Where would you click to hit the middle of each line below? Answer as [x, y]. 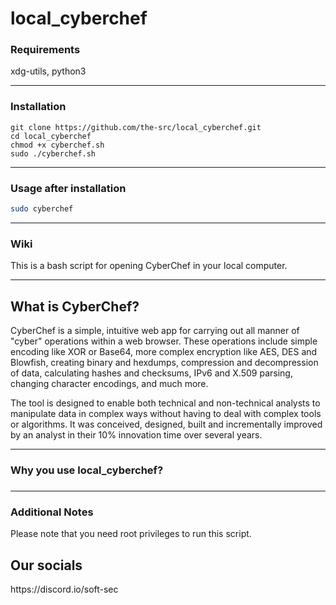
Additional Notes [52, 512]
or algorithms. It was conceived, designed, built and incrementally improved [166, 424]
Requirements [45, 50]
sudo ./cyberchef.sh [53, 153]
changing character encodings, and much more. [109, 384]
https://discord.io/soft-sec [64, 589]
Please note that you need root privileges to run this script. [131, 534]
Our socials [46, 565]
